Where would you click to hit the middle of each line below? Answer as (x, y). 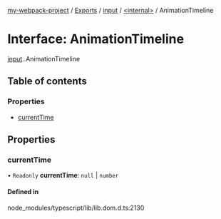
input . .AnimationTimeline (44, 58)
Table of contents (47, 81)
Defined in (23, 191)
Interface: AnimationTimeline (96, 39)
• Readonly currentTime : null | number (63, 175)
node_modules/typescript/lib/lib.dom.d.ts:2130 (76, 208)
